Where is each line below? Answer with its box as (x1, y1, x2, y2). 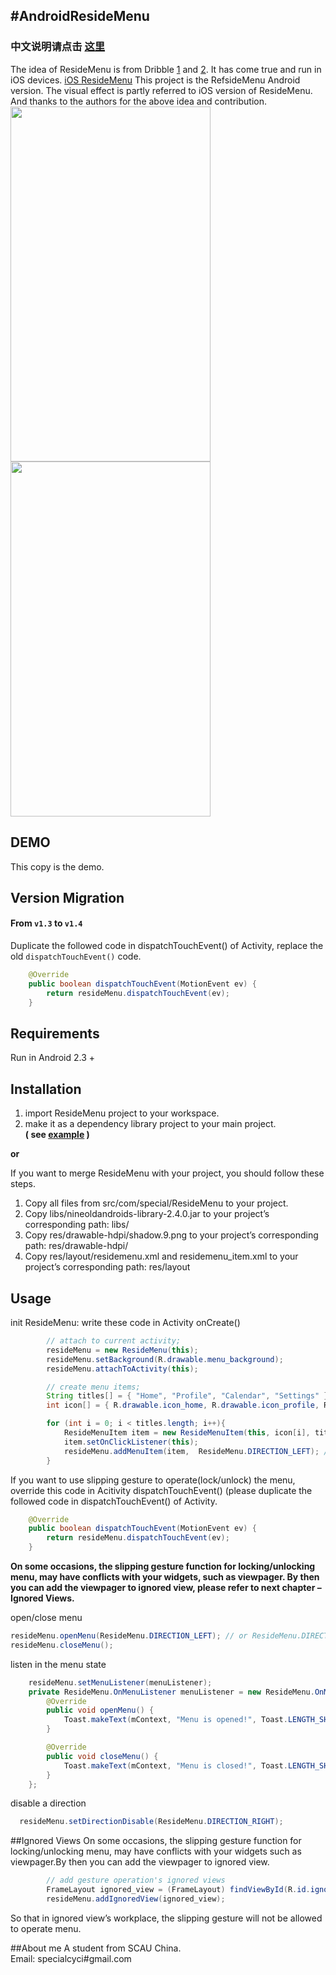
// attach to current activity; (46, 1336, 182, 1346)
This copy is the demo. (10, 860, 105, 873)
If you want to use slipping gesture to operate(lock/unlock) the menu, (10, 1474, 296, 1486)
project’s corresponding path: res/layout (24, 1261, 191, 1273)
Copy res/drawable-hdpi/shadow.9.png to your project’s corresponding (24, 1229, 319, 1241)
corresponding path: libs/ (24, 1219, 130, 1231)
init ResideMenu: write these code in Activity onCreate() (10, 1317, 241, 1329)
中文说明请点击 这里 (10, 40, 106, 54)
